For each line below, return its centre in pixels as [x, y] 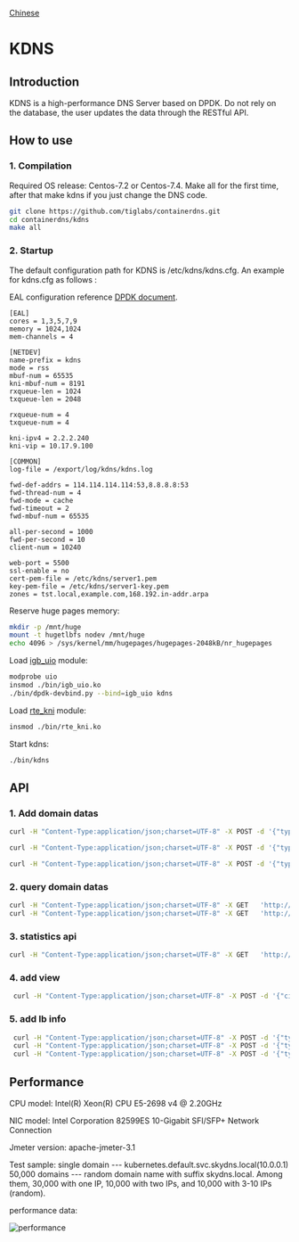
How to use [41, 140]
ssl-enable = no [39, 571]
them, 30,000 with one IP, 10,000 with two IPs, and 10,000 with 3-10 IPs [141, 1184]
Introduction [44, 82]
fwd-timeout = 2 [39, 508]
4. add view [35, 978]
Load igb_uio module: [48, 661]
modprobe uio [33, 677]
